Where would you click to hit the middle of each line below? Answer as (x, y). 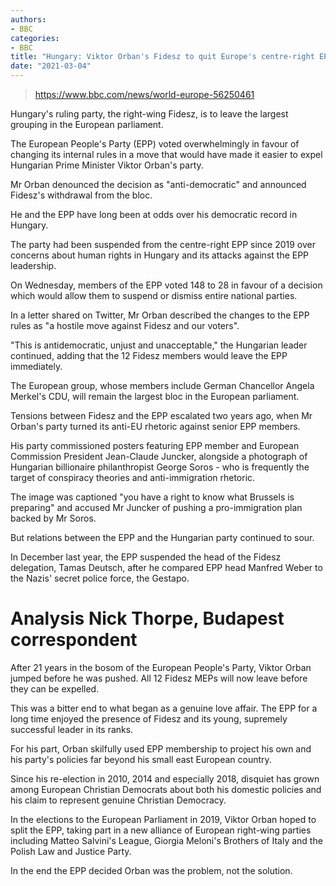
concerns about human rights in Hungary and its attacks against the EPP (160, 255)
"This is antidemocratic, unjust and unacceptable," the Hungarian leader (159, 345)
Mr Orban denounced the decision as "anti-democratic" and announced (158, 184)
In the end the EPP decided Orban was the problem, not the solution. (151, 870)
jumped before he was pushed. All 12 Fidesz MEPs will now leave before (159, 678)
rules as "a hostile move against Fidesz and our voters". (125, 325)
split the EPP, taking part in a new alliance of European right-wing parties (161, 830)
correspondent (74, 640)
